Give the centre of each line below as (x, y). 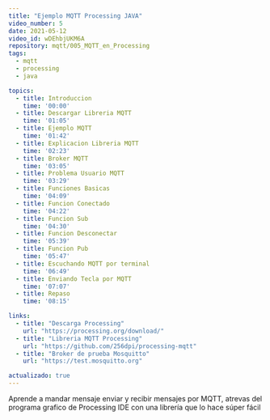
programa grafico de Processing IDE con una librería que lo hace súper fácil (135, 407)
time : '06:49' (46, 271)
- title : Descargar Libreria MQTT (74, 113)
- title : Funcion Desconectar (66, 234)
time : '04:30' (46, 226)
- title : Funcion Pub (52, 249)
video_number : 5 (36, 23)
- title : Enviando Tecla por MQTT (74, 279)
